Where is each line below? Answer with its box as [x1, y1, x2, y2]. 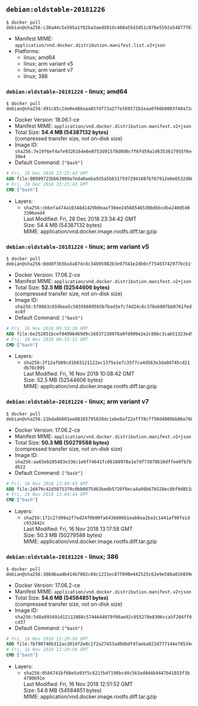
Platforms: [14, 47, 40, 54]
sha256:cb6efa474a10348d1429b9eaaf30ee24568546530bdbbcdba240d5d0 [23, 205, 190, 211]
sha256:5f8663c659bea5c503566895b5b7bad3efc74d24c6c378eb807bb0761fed [14, 304, 192, 310]
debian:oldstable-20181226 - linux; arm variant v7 [6, 398, 149, 406]
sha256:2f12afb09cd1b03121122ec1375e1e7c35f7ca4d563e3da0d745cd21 [23, 360, 190, 366]
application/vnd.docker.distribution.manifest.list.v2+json [14, 42, 166, 48]
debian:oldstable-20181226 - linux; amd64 [6, 87, 128, 96]
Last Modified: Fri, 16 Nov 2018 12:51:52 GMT [23, 681, 133, 687]
